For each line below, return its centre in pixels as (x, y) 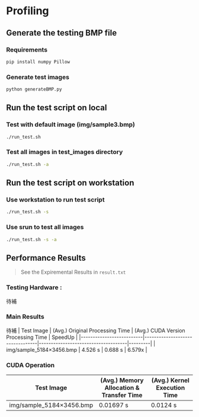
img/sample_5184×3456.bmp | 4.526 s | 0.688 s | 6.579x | (77, 349)
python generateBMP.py (34, 89)
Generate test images (38, 77)
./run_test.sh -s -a (32, 239)
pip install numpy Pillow (38, 62)
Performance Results (46, 258)
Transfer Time (122, 395)
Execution (171, 388)
